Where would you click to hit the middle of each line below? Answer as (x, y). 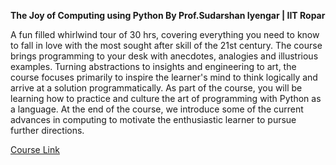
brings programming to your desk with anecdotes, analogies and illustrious (164, 56)
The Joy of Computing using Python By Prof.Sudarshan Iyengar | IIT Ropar (168, 15)
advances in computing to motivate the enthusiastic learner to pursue (153, 119)
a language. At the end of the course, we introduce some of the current (157, 109)
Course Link (35, 149)
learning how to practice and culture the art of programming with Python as (166, 98)
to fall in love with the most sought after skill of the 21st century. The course (166, 45)
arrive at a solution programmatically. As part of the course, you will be (156, 88)
